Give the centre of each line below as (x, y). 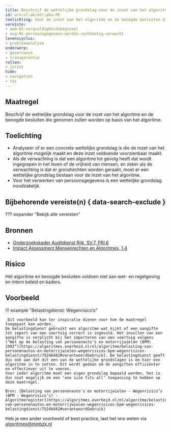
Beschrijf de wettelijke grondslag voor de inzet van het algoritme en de (79, 114)
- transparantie (22, 57)
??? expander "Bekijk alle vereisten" (43, 214)
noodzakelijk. (26, 186)
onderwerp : (17, 48)
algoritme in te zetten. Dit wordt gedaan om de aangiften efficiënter (83, 364)
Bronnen (19, 230)
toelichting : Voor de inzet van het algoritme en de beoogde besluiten (83, 19)
